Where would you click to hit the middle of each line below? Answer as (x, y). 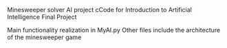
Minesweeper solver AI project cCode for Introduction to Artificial (100, 10)
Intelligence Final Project (42, 17)
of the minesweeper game (44, 37)
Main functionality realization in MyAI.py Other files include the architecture (114, 30)
